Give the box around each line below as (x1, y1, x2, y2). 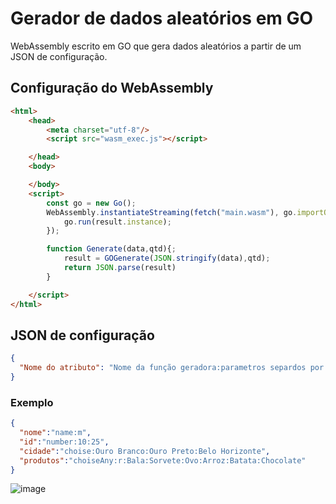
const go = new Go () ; (46, 198, 137, 208)
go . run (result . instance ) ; (63, 217, 172, 227)
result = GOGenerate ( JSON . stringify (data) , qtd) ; (63, 253, 271, 264)
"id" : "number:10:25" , (19, 437, 110, 447)
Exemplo (10, 395, 54, 409)
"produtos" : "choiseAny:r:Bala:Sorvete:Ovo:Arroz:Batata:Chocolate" (19, 455, 307, 466)
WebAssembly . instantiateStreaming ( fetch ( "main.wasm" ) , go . (46, 207, 298, 217)
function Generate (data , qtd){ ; (46, 244, 177, 254)
